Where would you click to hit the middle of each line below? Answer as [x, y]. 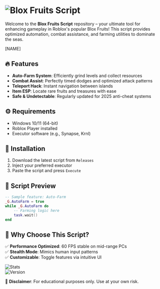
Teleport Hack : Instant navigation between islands [62, 86]
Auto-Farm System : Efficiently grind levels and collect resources [77, 76]
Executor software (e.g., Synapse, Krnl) [51, 133]
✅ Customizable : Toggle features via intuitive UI [53, 257]
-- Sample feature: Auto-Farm [36, 197]
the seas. [14, 39]
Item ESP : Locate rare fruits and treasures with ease [64, 91]
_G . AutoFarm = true [25, 202]
